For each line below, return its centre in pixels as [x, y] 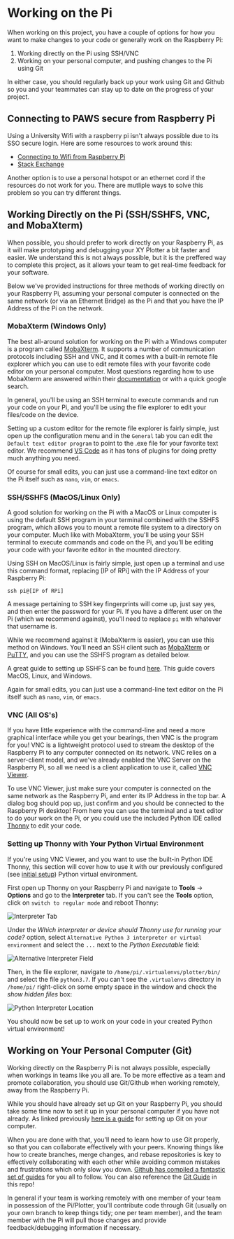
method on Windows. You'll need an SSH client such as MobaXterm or [109, 648]
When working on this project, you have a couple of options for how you [111, 32]
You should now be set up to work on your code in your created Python [110, 1021]
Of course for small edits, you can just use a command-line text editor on [112, 472]
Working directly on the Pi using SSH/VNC [78, 53]
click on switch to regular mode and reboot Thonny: [83, 903]
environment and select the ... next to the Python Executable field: [103, 945]
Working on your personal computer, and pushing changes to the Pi [115, 60]
